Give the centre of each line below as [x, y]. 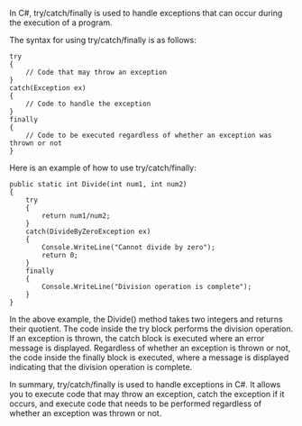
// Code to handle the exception [88, 104]
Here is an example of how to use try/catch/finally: [103, 168]
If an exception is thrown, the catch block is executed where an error [137, 338]
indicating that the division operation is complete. [101, 367]
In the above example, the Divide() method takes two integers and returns [146, 319]
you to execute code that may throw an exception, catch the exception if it [147, 394]
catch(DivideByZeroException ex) [88, 231]
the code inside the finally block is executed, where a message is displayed [149, 358]
